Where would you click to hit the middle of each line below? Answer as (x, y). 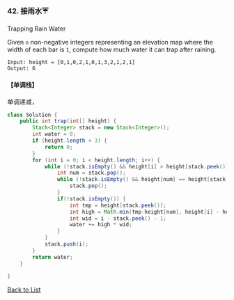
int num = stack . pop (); (92, 173)
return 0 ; (58, 147)
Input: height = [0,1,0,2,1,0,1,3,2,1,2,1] (71, 63)
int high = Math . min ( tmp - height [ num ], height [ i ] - (145, 212)
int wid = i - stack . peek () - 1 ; (118, 218)
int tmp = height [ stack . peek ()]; (118, 205)
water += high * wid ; (101, 225)
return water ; (53, 257)
